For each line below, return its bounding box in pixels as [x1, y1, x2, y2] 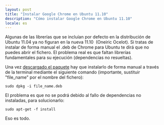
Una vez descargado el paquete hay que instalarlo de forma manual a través [5, 64, 159, 70]
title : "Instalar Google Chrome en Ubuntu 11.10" [5, 12, 109, 17]
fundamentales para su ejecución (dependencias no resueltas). [5, 54, 133, 61]
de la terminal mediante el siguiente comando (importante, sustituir [5, 69, 141, 75]
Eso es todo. [5, 115, 30, 122]
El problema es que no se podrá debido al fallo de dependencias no [5, 92, 141, 98]
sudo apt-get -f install [5, 107, 56, 112]
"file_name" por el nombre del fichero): [5, 74, 84, 80]
